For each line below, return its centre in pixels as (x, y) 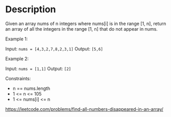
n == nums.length (31, 88)
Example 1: (17, 39)
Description (31, 9)
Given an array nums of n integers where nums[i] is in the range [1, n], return (86, 24)
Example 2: (17, 58)
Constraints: (18, 78)
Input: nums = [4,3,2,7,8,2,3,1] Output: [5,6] (54, 49)
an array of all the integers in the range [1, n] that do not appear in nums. (82, 29)
